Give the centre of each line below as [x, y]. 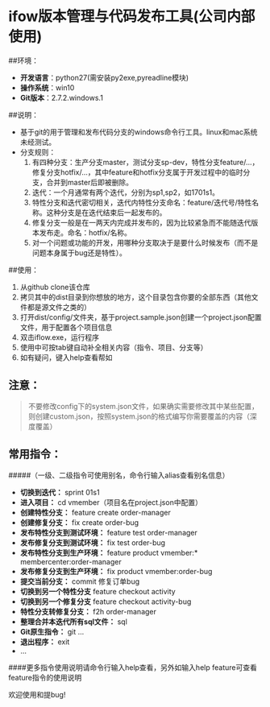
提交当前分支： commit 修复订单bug [79, 581]
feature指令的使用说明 [45, 677]
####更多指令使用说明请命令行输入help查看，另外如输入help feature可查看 [133, 667]
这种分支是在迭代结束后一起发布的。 [106, 212]
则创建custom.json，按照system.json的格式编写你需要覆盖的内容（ [139, 416]
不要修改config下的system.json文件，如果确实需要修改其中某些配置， [143, 406]
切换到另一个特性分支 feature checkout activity [98, 591]
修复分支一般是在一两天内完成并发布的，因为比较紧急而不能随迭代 [141, 222]
